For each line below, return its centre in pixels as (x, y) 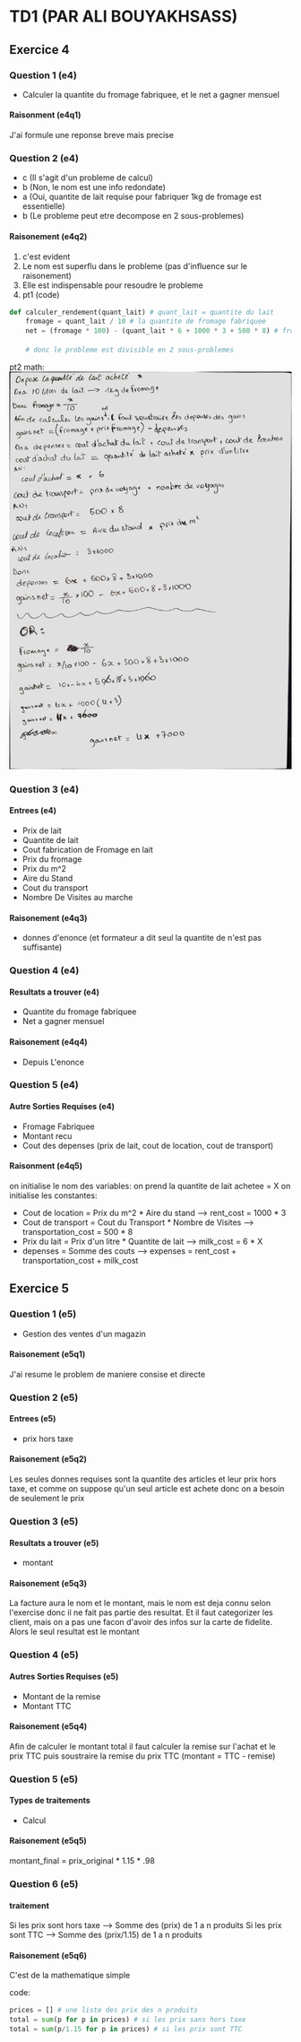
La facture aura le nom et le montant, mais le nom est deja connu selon (140, 1603)
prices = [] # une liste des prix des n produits (104, 2011)
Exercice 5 (39, 1289)
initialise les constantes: (53, 1195)
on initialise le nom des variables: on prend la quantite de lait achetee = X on (150, 1186)
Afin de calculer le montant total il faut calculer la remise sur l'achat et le (142, 1746)
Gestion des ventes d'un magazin (84, 1334)
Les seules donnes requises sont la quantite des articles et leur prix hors (143, 1479)
